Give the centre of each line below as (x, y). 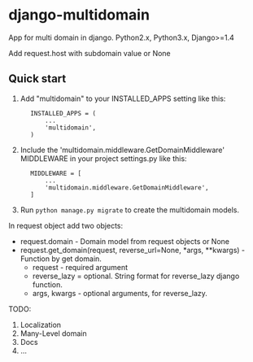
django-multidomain (79, 15)
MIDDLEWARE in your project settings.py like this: (103, 158)
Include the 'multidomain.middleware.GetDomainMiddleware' (122, 150)
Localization (41, 325)
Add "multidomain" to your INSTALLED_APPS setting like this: (123, 98)
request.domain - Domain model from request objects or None (125, 241)
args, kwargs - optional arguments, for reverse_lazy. (120, 293)
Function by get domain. (61, 259)
